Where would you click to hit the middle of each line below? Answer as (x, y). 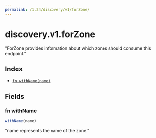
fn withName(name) (31, 81)
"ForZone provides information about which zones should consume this (78, 48)
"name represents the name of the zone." (47, 130)
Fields (15, 97)
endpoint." (16, 53)
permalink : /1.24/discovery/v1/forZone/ (48, 10)
